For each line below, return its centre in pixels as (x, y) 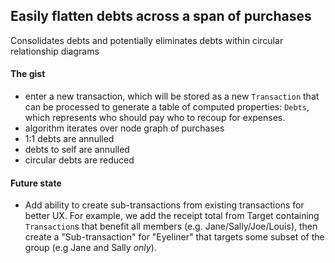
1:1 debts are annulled (69, 139)
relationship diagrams (55, 51)
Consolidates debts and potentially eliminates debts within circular (147, 40)
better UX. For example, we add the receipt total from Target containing (172, 216)
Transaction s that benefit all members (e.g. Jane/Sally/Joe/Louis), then (171, 226)
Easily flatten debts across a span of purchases (161, 16)
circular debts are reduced (79, 160)
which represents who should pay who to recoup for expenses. (155, 118)
